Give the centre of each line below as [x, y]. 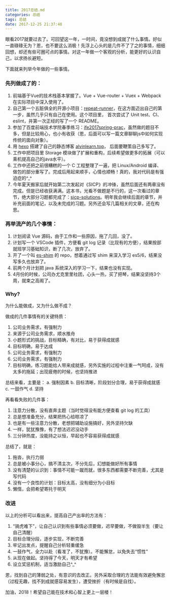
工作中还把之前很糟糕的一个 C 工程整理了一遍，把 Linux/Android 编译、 [87, 165]
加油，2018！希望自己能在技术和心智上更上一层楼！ [59, 592]
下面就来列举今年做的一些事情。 [39, 69]
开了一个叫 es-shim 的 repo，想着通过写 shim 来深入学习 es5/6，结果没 [87, 255]
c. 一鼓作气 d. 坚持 [25, 389]
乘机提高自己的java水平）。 [40, 159]
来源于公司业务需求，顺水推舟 [44, 334]
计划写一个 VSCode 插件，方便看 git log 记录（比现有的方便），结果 [82, 242]
